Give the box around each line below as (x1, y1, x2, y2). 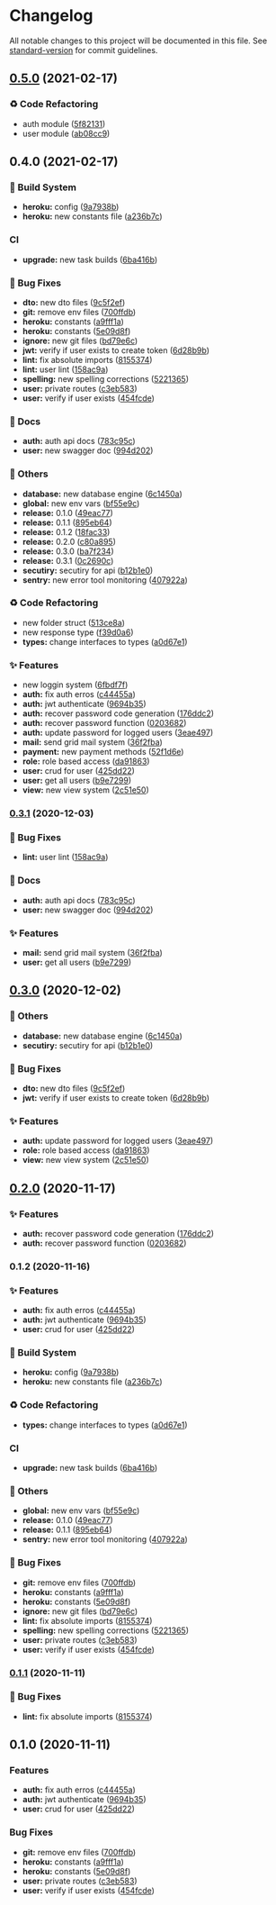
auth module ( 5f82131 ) (22, 118, 106, 129)
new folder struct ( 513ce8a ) (22, 617, 126, 628)
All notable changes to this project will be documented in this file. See (9, 35, 268, 46)
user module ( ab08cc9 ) (22, 128, 111, 139)
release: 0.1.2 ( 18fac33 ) (22, 526, 111, 537)
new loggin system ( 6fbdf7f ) (22, 679, 129, 690)
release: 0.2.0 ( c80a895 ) (22, 536, 117, 547)
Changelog (9, 5, 93, 26)
